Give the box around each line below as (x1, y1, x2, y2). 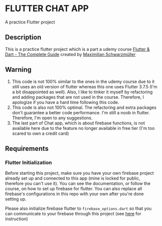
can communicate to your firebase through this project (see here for (5, 211, 142, 217)
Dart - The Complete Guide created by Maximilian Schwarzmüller (5, 51, 136, 57)
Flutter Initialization (5, 159, 52, 166)
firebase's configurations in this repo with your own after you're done (5, 191, 144, 197)
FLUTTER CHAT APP (5, 3, 89, 14)
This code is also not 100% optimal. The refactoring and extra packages (12, 104, 157, 110)
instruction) (5, 216, 28, 222)
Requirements (5, 144, 49, 153)
